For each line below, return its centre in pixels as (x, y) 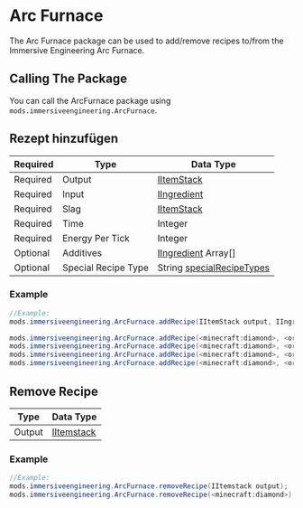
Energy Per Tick (96, 238)
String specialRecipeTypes (214, 268)
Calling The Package (69, 79)
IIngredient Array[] (197, 252)
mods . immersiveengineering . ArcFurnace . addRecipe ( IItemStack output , (141, 322)
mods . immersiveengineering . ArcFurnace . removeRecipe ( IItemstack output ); (149, 486)
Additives (82, 252)
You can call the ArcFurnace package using (90, 100)
